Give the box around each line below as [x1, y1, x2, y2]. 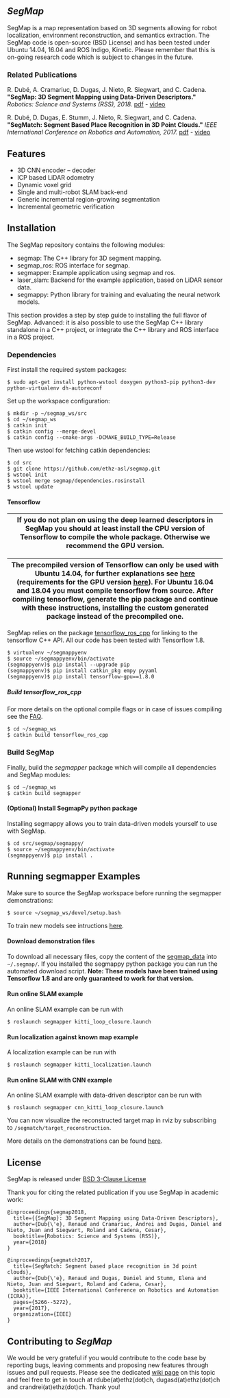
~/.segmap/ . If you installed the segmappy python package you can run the [7, 960, 218, 968]
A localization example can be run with [7, 1048, 116, 1056]
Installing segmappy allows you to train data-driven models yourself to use [7, 819, 218, 827]
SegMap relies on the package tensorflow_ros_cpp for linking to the [7, 629, 199, 637]
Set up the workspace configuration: [7, 397, 111, 405]
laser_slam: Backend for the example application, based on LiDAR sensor [16, 276, 223, 284]
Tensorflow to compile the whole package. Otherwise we [20, 532, 210, 542]
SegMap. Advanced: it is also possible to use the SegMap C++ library [7, 318, 203, 327]
